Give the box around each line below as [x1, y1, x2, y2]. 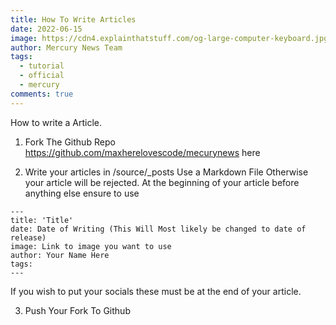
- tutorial [19, 61, 65, 71]
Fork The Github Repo [24, 136, 116, 148]
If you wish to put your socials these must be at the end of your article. [10, 285, 302, 297]
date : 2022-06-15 [10, 24, 83, 34]
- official [19, 71, 65, 81]
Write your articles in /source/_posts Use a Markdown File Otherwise [24, 166, 309, 178]
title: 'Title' [10, 215, 74, 225]
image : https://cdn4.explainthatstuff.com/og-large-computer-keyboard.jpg [10, 33, 329, 43]
